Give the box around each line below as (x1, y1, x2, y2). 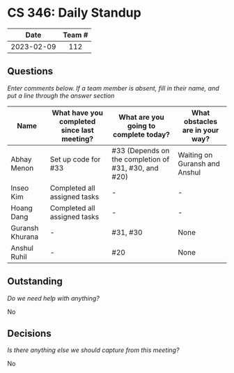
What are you (118, 112, 165, 122)
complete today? (112, 129, 171, 139)
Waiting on (178, 150, 213, 159)
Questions (7, 65, 54, 77)
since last (61, 125, 94, 135)
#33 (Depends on (111, 145, 170, 155)
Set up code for (49, 154, 101, 164)
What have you (52, 108, 103, 118)
